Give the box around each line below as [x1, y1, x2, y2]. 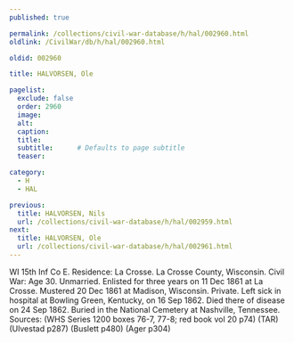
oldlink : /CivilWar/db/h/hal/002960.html [9, 37, 166, 46]
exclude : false [17, 94, 74, 103]
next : [9, 225, 29, 234]
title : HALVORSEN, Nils [17, 208, 105, 218]
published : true [9, 12, 69, 22]
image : [17, 110, 42, 119]
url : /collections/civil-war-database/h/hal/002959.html [17, 217, 233, 226]
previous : [9, 200, 46, 209]
